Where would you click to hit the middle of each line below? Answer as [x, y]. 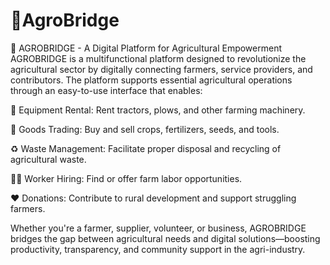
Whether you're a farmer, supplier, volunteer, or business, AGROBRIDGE [158, 228]
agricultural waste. [48, 159]
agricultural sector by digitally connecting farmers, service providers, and [161, 69]
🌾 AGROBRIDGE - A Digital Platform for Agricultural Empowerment [146, 48]
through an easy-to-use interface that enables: [106, 90]
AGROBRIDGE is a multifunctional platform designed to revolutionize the [158, 58]
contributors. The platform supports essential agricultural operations [151, 80]
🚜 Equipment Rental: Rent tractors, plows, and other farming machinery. [158, 110]
